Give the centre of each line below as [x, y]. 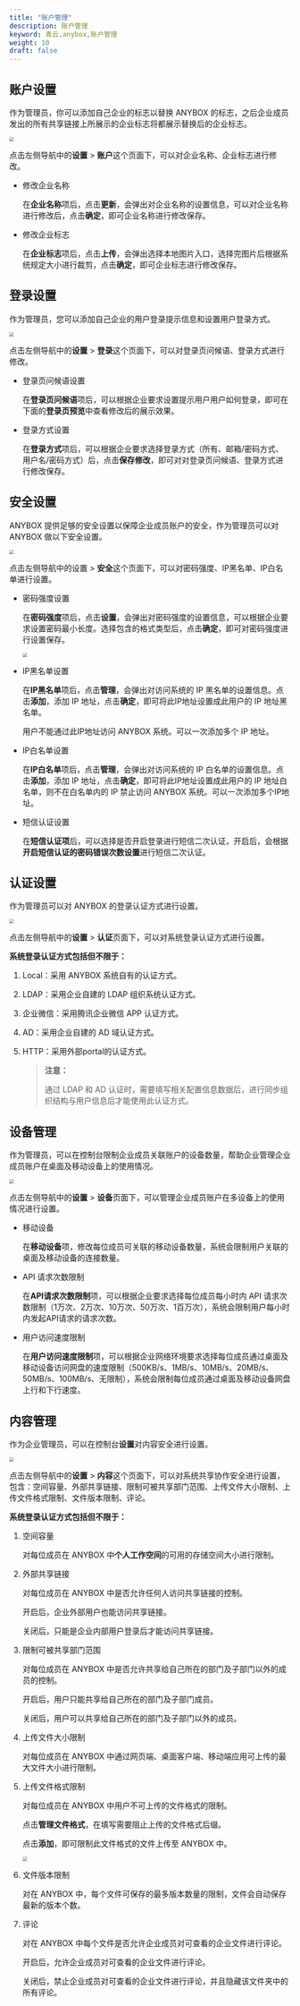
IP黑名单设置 [46, 670]
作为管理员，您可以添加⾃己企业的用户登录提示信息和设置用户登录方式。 [142, 319]
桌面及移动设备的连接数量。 [73, 1258]
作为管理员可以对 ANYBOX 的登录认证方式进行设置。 [106, 906]
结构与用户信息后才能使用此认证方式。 [123, 1101]
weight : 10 [29, 43]
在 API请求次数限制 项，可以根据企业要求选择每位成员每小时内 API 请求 [150, 1296]
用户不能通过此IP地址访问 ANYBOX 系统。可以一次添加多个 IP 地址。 [148, 731]
